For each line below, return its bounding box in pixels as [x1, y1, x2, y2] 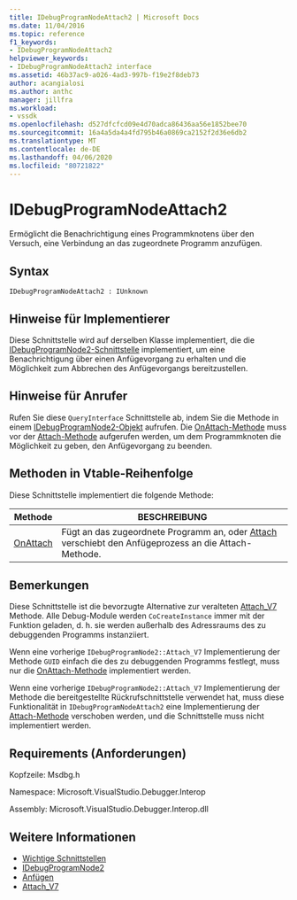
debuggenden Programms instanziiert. [9, 630, 149, 640]
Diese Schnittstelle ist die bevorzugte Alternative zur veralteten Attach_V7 [9, 601, 278, 612]
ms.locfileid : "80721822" [9, 161, 104, 170]
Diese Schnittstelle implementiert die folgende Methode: [9, 489, 214, 500]
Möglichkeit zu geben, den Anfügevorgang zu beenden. [9, 440, 213, 451]
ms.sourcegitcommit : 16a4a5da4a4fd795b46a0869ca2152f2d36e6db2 [9, 128, 247, 137]
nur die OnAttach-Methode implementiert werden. [9, 665, 192, 676]
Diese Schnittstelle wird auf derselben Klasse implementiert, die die [9, 334, 255, 345]
